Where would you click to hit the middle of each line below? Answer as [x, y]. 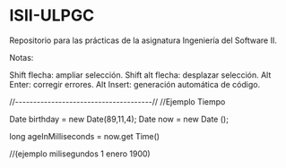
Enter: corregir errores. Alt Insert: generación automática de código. [135, 84]
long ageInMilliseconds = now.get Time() [84, 136]
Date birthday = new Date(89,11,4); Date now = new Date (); [119, 119]
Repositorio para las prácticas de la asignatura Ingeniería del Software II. [143, 40]
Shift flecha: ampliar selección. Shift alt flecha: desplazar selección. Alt [140, 75]
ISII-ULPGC [52, 16]
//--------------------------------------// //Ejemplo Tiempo [117, 101]
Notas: [22, 57]
